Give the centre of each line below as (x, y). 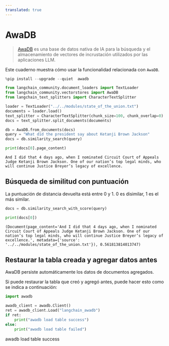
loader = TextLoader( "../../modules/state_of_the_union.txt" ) (72, 107)
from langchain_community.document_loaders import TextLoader (72, 88)
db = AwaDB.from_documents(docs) (40, 129)
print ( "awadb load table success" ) (52, 320)
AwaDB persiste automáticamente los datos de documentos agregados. (80, 272)
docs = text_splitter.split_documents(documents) (59, 120)
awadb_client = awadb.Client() (38, 306)
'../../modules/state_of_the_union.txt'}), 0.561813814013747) (73, 244)
